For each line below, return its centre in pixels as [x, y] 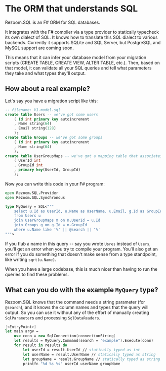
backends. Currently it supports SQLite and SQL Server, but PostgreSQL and [83, 42]
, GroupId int [28, 165]
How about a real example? [48, 89]
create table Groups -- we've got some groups [54, 137]
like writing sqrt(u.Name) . [31, 259]
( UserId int [27, 161]
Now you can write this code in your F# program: [55, 184]
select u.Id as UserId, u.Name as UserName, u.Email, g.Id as [79, 211]
